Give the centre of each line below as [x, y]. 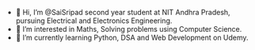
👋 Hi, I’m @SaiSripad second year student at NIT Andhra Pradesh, [123, 12]
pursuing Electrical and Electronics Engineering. [94, 21]
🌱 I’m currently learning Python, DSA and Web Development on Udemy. [132, 37]
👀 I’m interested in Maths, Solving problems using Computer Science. [129, 29]
